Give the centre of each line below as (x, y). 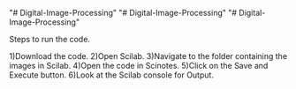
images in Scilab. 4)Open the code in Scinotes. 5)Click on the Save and (139, 66)
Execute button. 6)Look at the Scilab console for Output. (112, 75)
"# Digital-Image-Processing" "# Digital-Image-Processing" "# (123, 13)
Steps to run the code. (50, 39)
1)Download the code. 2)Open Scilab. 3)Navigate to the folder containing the (148, 56)
